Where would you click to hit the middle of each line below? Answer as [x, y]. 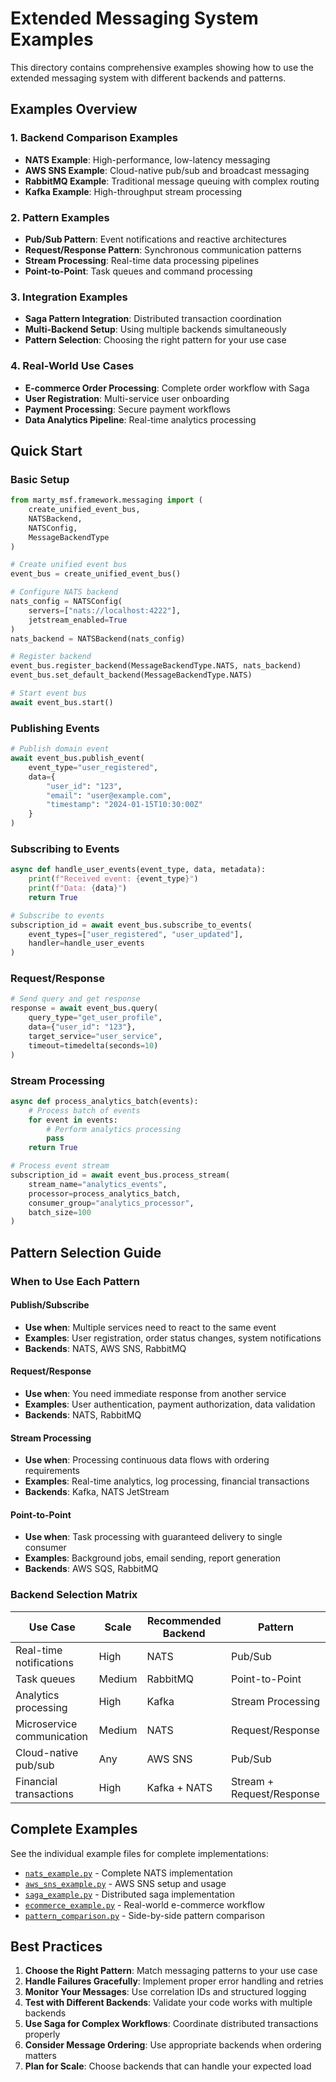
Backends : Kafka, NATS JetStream [97, 1492]
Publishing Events [55, 728]
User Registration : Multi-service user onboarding [127, 398]
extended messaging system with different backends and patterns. [148, 78]
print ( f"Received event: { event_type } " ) [113, 879]
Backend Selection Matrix [74, 1595]
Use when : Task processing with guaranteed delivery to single [153, 1537]
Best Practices [56, 1946]
